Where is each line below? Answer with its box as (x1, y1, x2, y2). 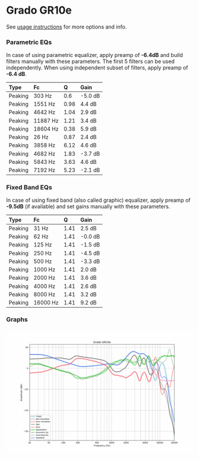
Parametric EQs (6, 38, 52, 46)
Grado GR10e (6, 4, 72, 17)
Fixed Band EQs (6, 183, 52, 191)
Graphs (6, 315, 28, 324)
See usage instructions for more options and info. (6, 23, 127, 30)
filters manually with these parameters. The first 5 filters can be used (6, 58, 175, 65)
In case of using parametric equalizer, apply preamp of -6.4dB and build (6, 52, 183, 59)
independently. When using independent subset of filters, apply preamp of (6, 64, 189, 71)
